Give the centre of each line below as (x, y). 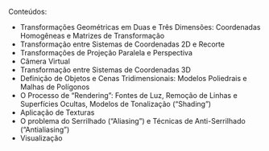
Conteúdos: (28, 12)
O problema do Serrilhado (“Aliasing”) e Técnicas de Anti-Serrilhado (132, 121)
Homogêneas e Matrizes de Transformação (92, 36)
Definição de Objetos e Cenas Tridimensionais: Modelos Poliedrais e (133, 78)
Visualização (41, 138)
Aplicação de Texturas (57, 112)
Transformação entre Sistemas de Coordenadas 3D (106, 70)
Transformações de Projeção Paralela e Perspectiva (106, 53)
